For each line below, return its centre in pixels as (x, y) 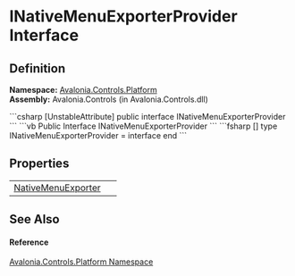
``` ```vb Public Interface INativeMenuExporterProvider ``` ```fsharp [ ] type (143, 126)
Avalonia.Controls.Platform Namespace (81, 262)
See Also (34, 219)
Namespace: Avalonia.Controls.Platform (84, 90)
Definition (37, 68)
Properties (39, 164)
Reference (29, 242)
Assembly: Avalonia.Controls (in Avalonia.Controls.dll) (109, 99)
